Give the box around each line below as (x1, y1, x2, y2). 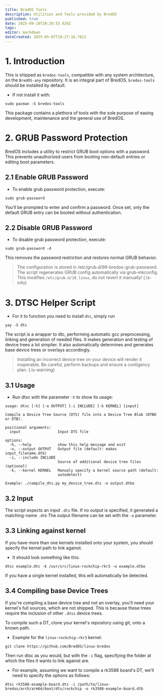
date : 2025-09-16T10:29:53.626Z (5, 21, 71, 26)
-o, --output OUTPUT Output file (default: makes (9, 447, 117, 452)
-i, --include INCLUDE (9, 455, 56, 460)
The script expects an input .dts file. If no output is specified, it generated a (5, 507, 158, 513)
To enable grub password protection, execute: (12, 186, 106, 192)
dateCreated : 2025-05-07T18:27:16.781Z (5, 35, 87, 40)
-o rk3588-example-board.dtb (84, 686, 143, 691)
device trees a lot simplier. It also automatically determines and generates (5, 342, 154, 348)
